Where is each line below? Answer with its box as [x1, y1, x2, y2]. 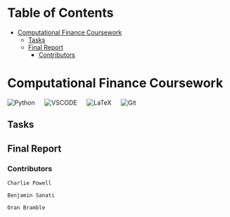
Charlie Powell [7, 179, 52, 187]
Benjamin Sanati [7, 192, 55, 199]
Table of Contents [7, 5, 114, 21]
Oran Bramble [7, 204, 46, 211]
